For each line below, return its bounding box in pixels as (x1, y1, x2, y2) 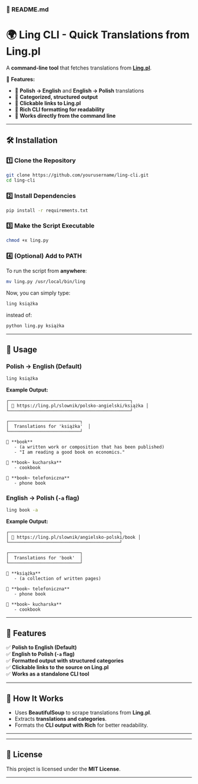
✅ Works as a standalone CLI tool (6, 670, 90, 677)
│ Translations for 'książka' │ (6, 424, 91, 430)
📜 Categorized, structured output (14, 93, 98, 100)
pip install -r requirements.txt (6, 207, 88, 213)
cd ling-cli (6, 177, 35, 183)
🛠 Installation (6, 136, 58, 146)
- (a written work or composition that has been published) (14, 444, 165, 450)
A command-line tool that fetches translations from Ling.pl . (6, 64, 152, 71)
